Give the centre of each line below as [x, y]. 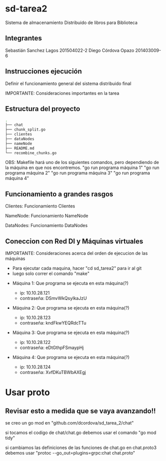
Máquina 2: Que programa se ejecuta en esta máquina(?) [71, 308]
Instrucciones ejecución [44, 71]
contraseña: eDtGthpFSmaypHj [52, 347]
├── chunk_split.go [25, 130]
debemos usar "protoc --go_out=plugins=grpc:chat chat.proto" [70, 453]
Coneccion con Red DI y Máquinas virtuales [74, 241]
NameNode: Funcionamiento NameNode [47, 216]
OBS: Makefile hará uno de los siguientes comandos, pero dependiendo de [82, 162]
